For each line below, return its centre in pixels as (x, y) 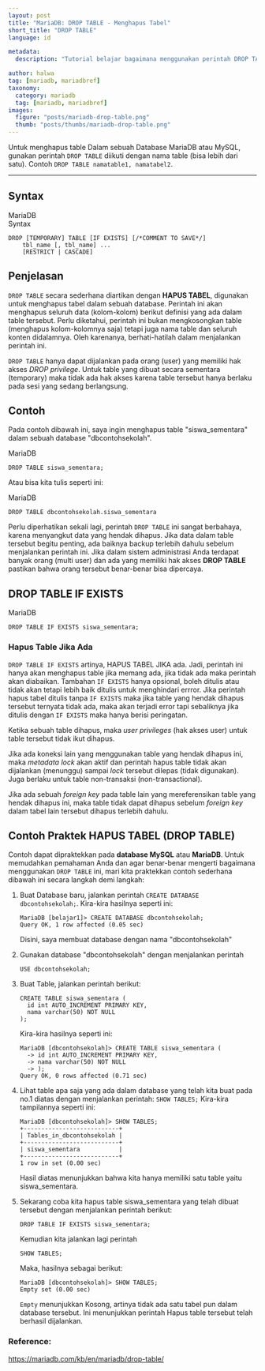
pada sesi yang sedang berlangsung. (68, 386)
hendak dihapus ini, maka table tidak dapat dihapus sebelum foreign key (125, 802)
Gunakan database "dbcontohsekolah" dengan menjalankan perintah (132, 955)
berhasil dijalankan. (51, 1321)
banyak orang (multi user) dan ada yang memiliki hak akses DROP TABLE (127, 561)
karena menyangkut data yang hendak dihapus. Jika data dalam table (121, 535)
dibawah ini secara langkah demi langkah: (76, 880)
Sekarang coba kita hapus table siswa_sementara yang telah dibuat (129, 1202)
